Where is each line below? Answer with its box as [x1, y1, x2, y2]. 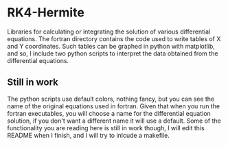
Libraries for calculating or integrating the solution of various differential [7, 27, 211, 36]
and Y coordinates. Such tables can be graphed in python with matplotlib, [7, 42, 215, 50]
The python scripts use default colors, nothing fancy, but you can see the [7, 95, 215, 103]
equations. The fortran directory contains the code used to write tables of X [7, 34, 221, 42]
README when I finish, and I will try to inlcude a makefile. [7, 131, 170, 139]
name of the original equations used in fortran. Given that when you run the [7, 101, 220, 110]
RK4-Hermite [7, 5, 84, 21]
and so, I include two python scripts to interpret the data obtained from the [7, 49, 218, 58]
